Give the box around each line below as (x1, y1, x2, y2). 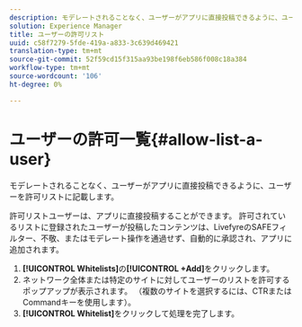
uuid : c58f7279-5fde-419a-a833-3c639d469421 (9, 38, 179, 48)
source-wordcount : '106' (9, 72, 102, 81)
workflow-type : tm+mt (9, 64, 91, 73)
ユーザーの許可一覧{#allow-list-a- (9, 129, 263, 149)
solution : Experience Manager (9, 22, 123, 31)
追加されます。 (9, 243, 65, 254)
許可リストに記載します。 (24, 190, 120, 202)
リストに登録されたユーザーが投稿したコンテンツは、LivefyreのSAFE (16, 221, 272, 232)
